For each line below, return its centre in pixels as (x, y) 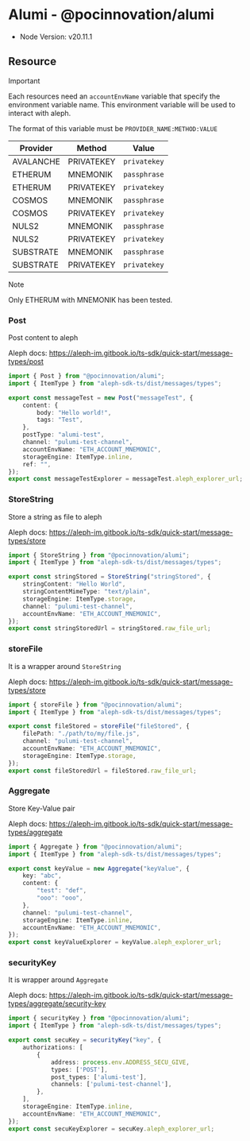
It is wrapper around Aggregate (58, 980)
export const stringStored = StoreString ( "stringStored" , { (110, 577)
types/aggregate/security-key (57, 1004)
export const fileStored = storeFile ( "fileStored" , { (99, 726)
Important (24, 80)
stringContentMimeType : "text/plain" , (87, 592)
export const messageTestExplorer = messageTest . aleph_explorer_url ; (126, 479)
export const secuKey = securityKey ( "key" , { (85, 1040)
